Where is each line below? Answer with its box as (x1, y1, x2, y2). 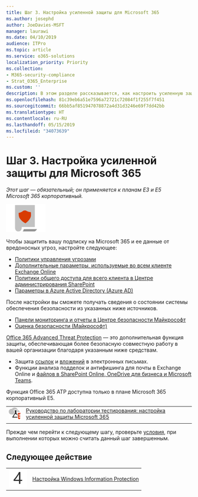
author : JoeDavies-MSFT (6, 22, 65, 28)
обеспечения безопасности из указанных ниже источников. (6, 305, 158, 312)
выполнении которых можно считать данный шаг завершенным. (6, 435, 170, 442)
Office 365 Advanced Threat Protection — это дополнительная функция (6, 334, 184, 341)
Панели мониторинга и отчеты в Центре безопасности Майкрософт (14, 316, 186, 323)
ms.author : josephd (6, 15, 54, 22)
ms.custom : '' (6, 85, 41, 90)
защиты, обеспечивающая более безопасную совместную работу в (6, 340, 178, 347)
